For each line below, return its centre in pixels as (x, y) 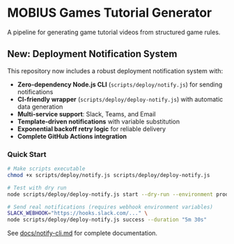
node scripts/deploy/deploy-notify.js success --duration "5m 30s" (107, 220)
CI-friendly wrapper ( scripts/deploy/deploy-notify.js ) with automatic (120, 99)
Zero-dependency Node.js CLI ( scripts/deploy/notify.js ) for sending (120, 84)
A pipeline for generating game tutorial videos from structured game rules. (114, 32)
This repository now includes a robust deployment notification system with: (115, 70)
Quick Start (27, 154)
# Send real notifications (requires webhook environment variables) (110, 207)
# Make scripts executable (46, 169)
